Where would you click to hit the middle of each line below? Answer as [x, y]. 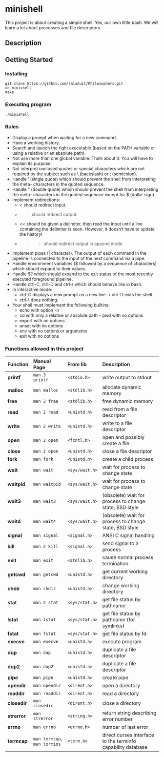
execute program [122, 641]
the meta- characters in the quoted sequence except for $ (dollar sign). [84, 194]
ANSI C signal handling [129, 535]
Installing [16, 73]
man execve [46, 641]
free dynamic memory [128, 401]
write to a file [117, 423]
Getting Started [29, 60]
